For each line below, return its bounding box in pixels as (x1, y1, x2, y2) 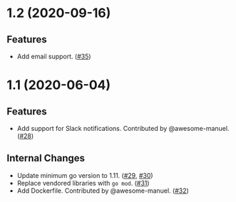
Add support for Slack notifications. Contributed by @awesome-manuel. (16, 124, 230, 132)
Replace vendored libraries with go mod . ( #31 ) (16, 179, 150, 187)
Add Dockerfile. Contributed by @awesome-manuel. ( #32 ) (16, 186, 190, 195)
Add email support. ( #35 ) (16, 52, 91, 60)
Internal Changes (6, 152, 86, 164)
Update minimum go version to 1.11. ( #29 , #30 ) (16, 171, 154, 179)
